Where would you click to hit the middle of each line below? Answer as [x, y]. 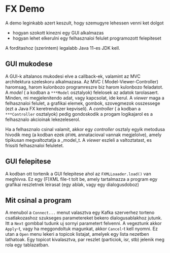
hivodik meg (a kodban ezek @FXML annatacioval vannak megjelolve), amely [83, 135]
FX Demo [25, 9]
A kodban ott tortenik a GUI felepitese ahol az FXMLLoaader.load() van [78, 174]
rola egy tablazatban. [27, 245]
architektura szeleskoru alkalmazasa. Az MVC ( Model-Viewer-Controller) [82, 81]
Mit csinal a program [38, 200]
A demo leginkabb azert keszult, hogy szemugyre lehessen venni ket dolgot [84, 23]
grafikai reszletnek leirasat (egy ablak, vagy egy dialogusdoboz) [72, 184]
